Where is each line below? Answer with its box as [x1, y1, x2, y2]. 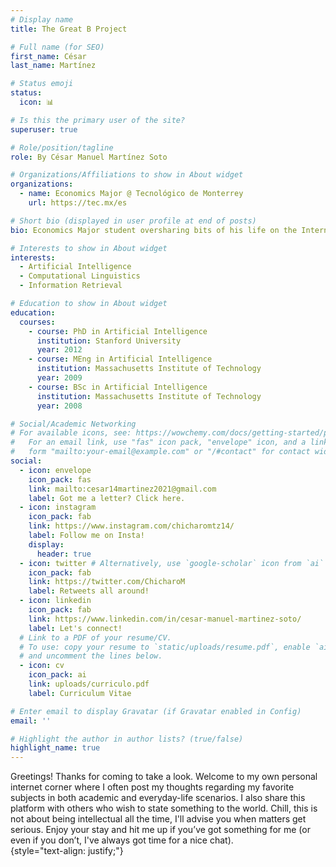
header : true [36, 549, 92, 559]
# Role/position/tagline [10, 142, 114, 153]
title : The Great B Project [10, 24, 128, 34]
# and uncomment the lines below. [19, 651, 163, 661]
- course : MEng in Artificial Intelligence [28, 354, 213, 365]
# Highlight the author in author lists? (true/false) [10, 734, 244, 744]
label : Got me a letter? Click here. [28, 493, 186, 503]
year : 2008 [36, 401, 83, 411]
